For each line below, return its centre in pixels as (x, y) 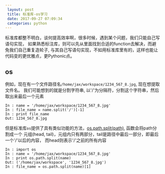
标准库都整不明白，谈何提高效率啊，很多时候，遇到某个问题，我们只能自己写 (82, 38)
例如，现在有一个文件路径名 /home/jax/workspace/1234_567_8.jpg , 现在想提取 (82, 84)
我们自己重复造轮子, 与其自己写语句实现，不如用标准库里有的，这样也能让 (83, 50)
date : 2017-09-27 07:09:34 (35, 19)
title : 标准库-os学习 (27, 14)
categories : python (27, 23)
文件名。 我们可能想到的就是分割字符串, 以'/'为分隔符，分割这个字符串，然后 (82, 90)
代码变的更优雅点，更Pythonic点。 (40, 56)
